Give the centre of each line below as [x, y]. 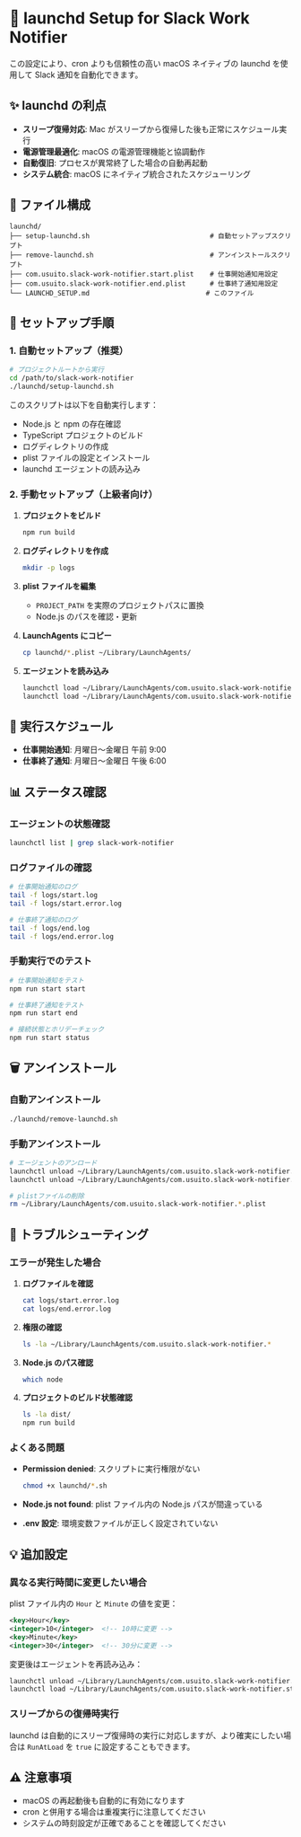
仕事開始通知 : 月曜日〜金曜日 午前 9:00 [95, 750]
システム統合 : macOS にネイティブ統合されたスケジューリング [137, 173]
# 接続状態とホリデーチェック [57, 1029]
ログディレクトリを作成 [65, 551]
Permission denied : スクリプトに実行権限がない [111, 1469]
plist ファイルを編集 [59, 586]
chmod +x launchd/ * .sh [64, 1486]
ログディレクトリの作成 [65, 446]
